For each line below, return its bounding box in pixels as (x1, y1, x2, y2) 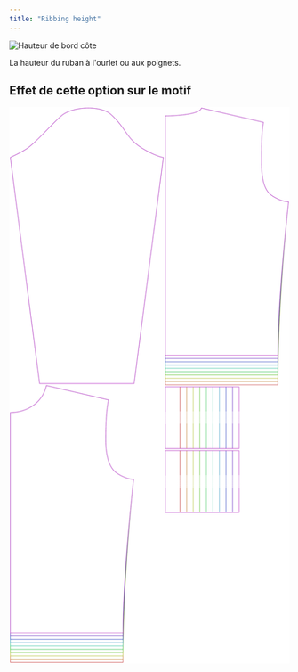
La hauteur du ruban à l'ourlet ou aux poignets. (9, 57, 181, 68)
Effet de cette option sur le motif (9, 83, 192, 98)
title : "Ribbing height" (9, 14, 101, 23)
